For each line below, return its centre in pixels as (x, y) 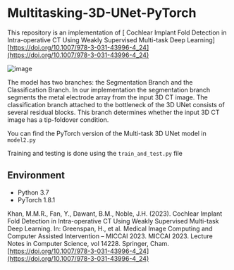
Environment (36, 175)
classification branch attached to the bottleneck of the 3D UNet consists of (116, 104)
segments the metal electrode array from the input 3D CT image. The (107, 97)
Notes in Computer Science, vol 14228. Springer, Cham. (88, 243)
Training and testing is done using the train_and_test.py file (95, 153)
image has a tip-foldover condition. (58, 119)
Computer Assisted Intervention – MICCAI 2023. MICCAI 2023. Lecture (110, 236)
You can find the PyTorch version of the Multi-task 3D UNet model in (107, 133)
